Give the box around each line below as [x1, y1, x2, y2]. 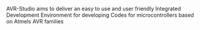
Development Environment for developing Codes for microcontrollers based [6, 11, 195, 19]
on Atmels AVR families [6, 18, 64, 25]
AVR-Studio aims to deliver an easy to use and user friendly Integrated [6, 5, 181, 12]
